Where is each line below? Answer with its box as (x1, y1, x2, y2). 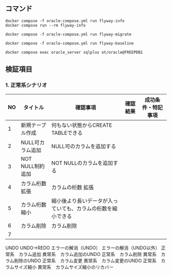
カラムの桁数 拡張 (51, 184, 94, 191)
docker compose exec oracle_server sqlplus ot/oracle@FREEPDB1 (5, 50, 143, 55)
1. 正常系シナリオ (5, 82, 48, 89)
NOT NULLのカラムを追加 (51, 159, 114, 166)
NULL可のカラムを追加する (51, 143, 116, 150)
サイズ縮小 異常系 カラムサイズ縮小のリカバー (14, 264, 114, 270)
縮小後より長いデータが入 (51, 197, 113, 204)
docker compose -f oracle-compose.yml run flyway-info (5, 18, 125, 24)
